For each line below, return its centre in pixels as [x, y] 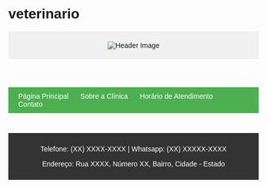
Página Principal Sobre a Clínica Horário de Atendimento [116, 96]
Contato [31, 104]
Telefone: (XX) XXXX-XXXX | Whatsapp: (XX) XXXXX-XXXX [133, 149]
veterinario [44, 14]
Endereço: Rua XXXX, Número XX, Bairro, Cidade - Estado [133, 164]
